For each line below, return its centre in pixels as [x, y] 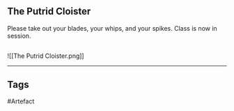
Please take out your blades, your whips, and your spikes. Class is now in [112, 28]
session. [19, 36]
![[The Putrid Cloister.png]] [46, 56]
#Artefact [21, 101]
